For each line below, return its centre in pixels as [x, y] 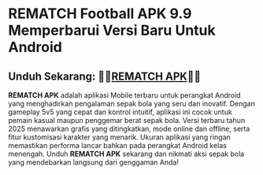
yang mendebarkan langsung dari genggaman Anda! [94, 162]
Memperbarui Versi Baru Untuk [112, 30]
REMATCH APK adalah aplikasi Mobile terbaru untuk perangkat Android [125, 95]
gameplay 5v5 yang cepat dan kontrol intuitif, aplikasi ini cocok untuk [120, 112]
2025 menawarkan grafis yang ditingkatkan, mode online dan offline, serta [129, 128]
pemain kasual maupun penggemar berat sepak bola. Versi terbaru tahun [127, 120]
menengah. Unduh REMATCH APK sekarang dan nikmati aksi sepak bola [126, 154]
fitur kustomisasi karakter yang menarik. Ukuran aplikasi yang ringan [119, 137]
